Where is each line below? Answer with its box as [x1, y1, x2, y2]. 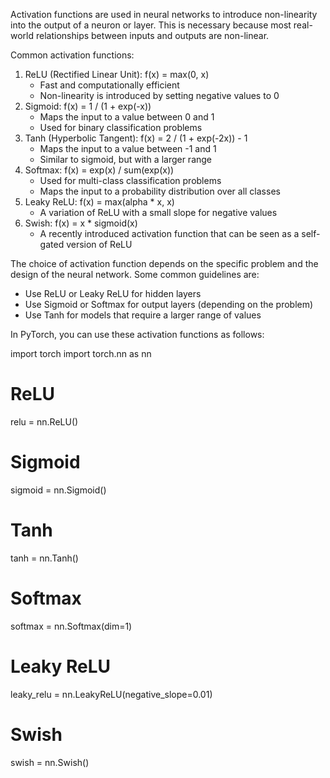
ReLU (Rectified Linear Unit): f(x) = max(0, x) [24, 69, 210, 80]
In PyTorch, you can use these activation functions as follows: [10, 329, 265, 340]
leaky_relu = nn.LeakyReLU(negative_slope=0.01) [10, 688, 213, 700]
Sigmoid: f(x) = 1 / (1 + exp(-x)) [24, 100, 152, 112]
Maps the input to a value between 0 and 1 [39, 111, 215, 123]
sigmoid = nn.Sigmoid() [10, 484, 107, 496]
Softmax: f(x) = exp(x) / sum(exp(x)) [24, 164, 175, 176]
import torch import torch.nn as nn [10, 348, 152, 359]
